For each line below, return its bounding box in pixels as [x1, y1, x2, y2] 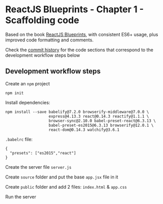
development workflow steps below [5, 52, 80, 58]
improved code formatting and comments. [5, 37, 94, 43]
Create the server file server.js [5, 164, 72, 170]
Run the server [5, 193, 37, 200]
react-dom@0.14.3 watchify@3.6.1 [48, 127, 120, 132]
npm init [5, 90, 24, 96]
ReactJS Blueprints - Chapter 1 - [5, 4, 144, 15]
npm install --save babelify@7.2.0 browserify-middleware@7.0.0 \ [5, 109, 149, 115]
